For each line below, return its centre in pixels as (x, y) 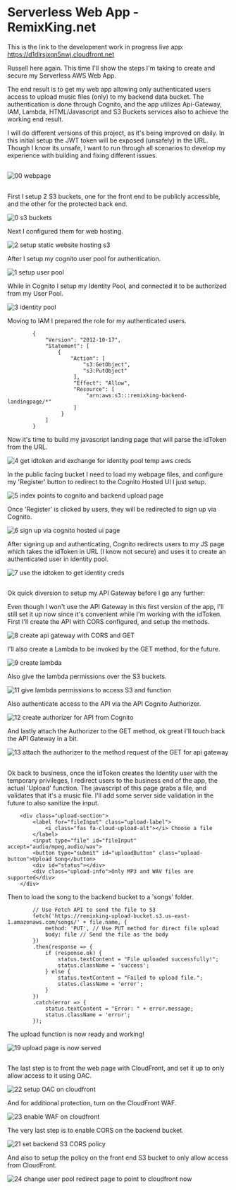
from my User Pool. (35, 293)
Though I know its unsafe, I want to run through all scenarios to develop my (117, 148)
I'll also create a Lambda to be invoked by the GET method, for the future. (114, 649)
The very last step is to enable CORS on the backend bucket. (96, 1130)
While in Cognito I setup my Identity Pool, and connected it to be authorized (117, 286)
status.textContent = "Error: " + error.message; (119, 1009)
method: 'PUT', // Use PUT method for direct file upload (132, 928)
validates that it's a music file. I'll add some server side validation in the (110, 795)
